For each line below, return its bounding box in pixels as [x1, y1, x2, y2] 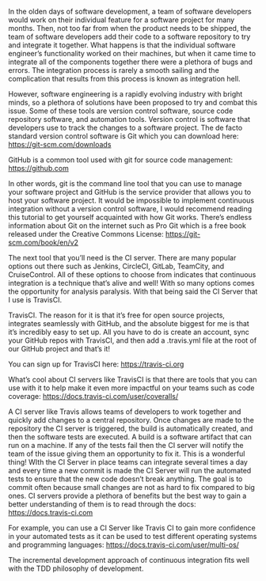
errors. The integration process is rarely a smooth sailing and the [8, 66, 219, 74]
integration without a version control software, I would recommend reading [8, 204, 252, 213]
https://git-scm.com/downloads [8, 140, 112, 149]
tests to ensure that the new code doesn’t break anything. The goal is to [8, 474, 243, 484]
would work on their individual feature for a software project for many [8, 15, 235, 25]
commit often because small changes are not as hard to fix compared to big [8, 483, 256, 492]
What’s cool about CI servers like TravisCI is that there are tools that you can [8, 375, 257, 384]
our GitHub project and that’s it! [8, 344, 111, 353]
